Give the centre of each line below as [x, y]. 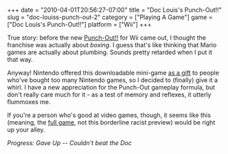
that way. [20, 60]
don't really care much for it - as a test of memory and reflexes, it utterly [109, 94]
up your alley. [26, 130]
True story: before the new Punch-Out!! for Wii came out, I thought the [106, 38]
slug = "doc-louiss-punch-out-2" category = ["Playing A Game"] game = [110, 17]
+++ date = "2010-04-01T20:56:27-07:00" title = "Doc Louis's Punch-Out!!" [114, 10]
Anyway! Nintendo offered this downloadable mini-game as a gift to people [113, 73]
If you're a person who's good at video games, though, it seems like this [109, 115]
